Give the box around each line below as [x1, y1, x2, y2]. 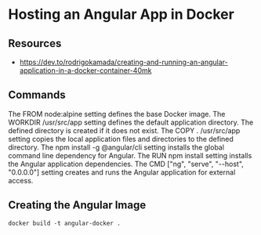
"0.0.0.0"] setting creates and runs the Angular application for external [8, 167, 236, 177]
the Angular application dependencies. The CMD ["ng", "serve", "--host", [8, 159, 245, 168]
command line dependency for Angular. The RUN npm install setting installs [8, 150, 252, 160]
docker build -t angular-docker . [8, 219, 121, 227]
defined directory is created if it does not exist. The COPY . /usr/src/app [8, 125, 241, 135]
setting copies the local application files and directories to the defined [8, 134, 234, 143]
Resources [8, 37, 62, 50]
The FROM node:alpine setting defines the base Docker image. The [8, 109, 226, 118]
